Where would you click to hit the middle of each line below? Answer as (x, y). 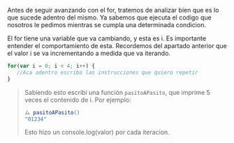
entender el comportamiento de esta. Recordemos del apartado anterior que (117, 46)
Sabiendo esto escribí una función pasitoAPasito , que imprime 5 (117, 92)
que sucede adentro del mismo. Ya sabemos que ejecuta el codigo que (109, 17)
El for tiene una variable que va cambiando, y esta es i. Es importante (107, 38)
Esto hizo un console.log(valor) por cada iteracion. (97, 133)
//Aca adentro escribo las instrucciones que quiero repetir (107, 73)
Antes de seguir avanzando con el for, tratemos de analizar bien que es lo (113, 10)
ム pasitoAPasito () (52, 112)
